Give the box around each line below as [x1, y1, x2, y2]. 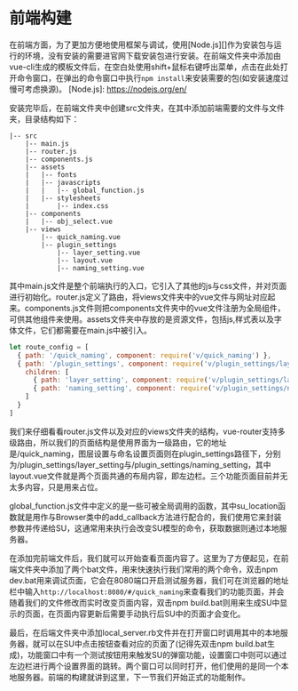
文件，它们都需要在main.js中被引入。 [16, 325, 153, 335]
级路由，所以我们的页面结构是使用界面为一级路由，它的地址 [9, 437, 227, 447]
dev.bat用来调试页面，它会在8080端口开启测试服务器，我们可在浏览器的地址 [9, 574, 289, 585]
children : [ [25, 367, 69, 376]
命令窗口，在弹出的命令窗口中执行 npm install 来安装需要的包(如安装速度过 [16, 72, 289, 83]
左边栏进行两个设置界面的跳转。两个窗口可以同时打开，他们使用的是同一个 [9, 660, 281, 671]
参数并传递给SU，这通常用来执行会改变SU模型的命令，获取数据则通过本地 [9, 522, 279, 534]
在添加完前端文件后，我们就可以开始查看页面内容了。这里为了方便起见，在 [9, 552, 281, 563]
